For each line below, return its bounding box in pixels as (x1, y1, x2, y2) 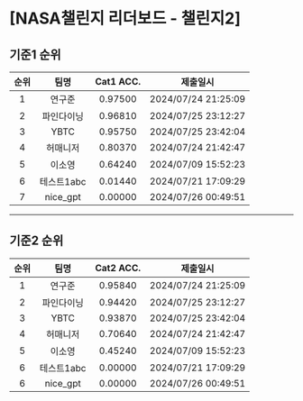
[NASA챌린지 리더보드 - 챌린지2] (9, 8, 241, 29)
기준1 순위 (9, 47, 61, 62)
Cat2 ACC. (94, 261, 142, 274)
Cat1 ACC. (94, 76, 142, 87)
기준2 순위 (9, 233, 64, 249)
